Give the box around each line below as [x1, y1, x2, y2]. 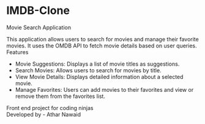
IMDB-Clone [6, 4, 70, 18]
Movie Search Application [6, 24, 72, 31]
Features [6, 48, 29, 55]
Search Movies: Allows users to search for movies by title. [15, 66, 162, 74]
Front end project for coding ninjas [6, 104, 94, 111]
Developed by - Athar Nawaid [6, 111, 81, 118]
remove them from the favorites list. [15, 92, 106, 100]
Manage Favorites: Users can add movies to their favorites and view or [15, 86, 194, 93]
